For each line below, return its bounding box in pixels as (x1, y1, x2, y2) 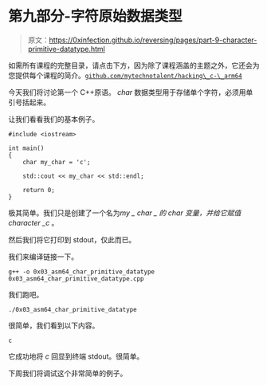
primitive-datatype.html (27, 44, 105, 53)
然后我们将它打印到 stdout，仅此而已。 (8, 234, 136, 244)
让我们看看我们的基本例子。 (8, 114, 100, 124)
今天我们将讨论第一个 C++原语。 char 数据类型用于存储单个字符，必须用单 (8, 87, 253, 96)
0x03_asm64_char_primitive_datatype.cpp (8, 274, 145, 283)
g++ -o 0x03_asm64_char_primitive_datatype (8, 268, 155, 276)
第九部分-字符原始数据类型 (8, 7, 183, 26)
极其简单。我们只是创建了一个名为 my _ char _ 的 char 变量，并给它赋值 (8, 208, 241, 218)
